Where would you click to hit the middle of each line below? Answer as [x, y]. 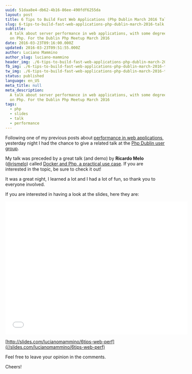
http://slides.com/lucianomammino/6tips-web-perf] [61, 342]
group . [12, 148]
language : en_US [22, 81]
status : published [25, 76]
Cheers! [13, 366]
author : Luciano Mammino [31, 52]
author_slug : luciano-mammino [37, 57]
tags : [11, 105]
